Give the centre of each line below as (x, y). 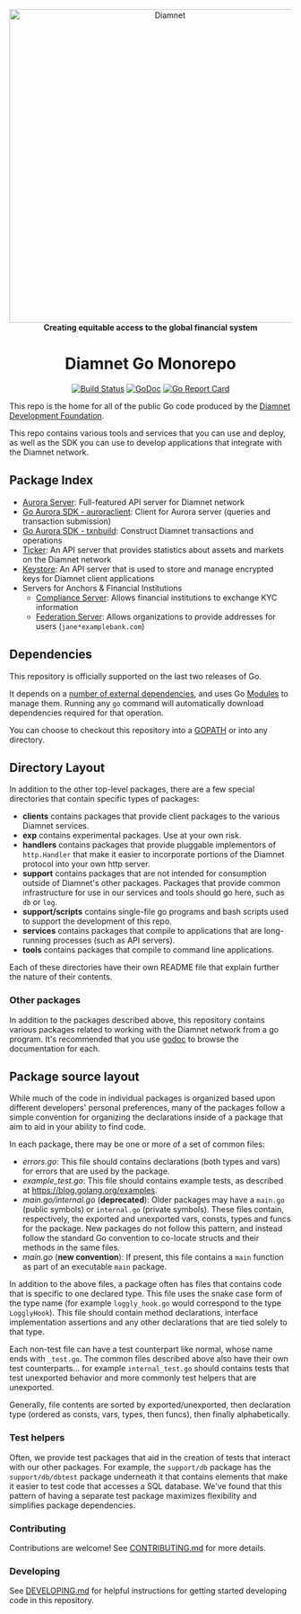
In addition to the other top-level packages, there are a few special (132, 789)
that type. (27, 1332)
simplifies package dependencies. (73, 1505)
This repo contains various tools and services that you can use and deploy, (148, 433)
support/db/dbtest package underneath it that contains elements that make (149, 1477)
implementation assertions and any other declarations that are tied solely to (149, 1322)
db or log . (40, 902)
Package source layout (75, 1077)
